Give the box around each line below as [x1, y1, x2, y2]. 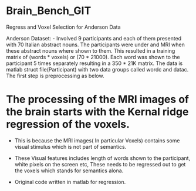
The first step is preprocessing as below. [6, 72, 104, 79]
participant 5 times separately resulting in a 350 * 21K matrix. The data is [6, 60, 183, 67]
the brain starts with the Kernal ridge [6, 105, 189, 118]
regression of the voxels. [6, 118, 130, 131]
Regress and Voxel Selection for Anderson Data [6, 23, 121, 30]
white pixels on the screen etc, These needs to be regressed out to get [14, 161, 186, 168]
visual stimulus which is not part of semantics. [14, 143, 127, 150]
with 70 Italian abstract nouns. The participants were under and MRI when [6, 41, 185, 48]
